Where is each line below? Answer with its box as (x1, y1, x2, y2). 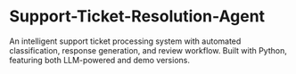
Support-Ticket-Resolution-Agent (9, 6, 266, 27)
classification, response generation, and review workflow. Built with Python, (9, 45, 288, 55)
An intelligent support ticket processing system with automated (9, 36, 242, 46)
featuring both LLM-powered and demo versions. (9, 54, 190, 65)
